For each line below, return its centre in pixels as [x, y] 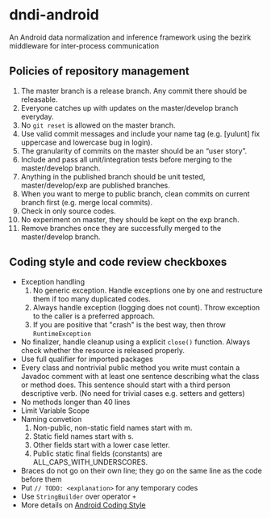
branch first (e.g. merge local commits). [86, 202]
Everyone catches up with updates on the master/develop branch [129, 107]
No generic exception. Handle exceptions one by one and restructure [148, 290]
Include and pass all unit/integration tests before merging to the [126, 159]
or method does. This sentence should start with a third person [125, 385]
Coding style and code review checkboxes [118, 262]
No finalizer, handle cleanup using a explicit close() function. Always [135, 342]
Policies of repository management [100, 72]
